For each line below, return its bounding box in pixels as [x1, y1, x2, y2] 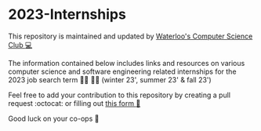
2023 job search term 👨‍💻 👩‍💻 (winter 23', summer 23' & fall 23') [8, 75, 212, 84]
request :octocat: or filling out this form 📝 [8, 98, 141, 107]
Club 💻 [8, 40, 33, 49]
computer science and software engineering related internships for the [8, 67, 237, 76]
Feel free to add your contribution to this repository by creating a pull [8, 90, 231, 100]
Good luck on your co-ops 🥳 [8, 114, 100, 123]
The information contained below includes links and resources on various [8, 58, 245, 67]
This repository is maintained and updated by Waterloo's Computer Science [8, 31, 253, 41]
